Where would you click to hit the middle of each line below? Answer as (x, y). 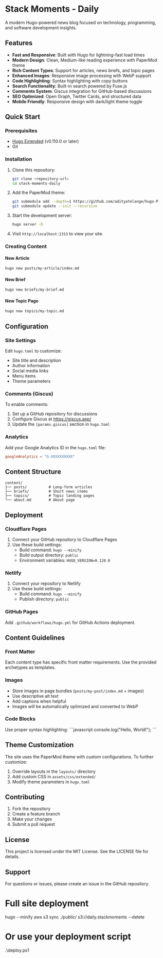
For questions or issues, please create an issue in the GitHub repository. (77, 884)
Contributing (25, 797)
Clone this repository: (34, 170)
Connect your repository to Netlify (46, 583)
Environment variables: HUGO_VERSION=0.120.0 (65, 560)
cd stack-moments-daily (36, 183)
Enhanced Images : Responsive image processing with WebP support (82, 75)
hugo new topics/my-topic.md (35, 311)
